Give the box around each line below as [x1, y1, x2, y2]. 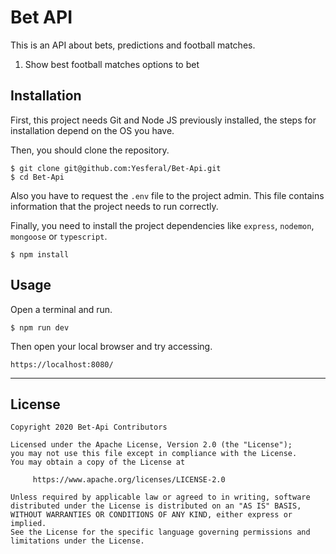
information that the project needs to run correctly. [10, 200, 219, 212]
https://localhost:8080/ [10, 359, 114, 370]
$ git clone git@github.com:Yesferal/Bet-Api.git [10, 163, 222, 173]
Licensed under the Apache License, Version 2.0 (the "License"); [10, 440, 293, 450]
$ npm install [10, 249, 70, 260]
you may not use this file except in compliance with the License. [10, 449, 298, 459]
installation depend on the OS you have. [10, 124, 175, 136]
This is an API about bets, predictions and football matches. [10, 39, 256, 51]
